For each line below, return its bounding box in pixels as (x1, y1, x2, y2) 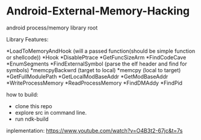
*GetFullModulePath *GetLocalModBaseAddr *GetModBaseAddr (6, 73, 169, 80)
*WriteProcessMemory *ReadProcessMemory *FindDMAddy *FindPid (6, 79, 182, 87)
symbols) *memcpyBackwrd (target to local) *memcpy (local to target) (6, 66, 181, 73)
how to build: (6, 91, 39, 98)
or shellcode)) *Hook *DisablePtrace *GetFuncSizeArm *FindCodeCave (6, 53, 187, 61)
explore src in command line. (14, 109, 87, 116)
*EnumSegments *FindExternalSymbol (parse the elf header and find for (6, 60, 188, 67)
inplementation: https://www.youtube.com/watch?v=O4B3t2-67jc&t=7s (6, 127, 183, 134)
